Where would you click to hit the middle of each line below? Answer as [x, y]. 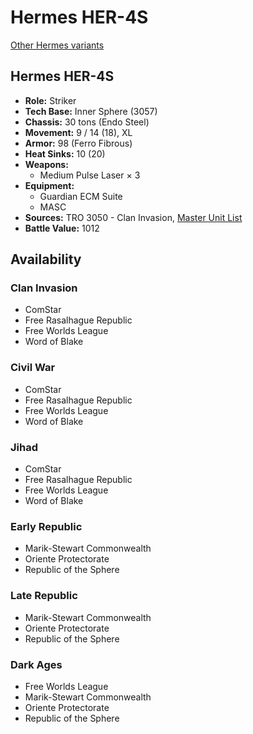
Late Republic [44, 596]
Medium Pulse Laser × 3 [90, 175]
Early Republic [46, 526]
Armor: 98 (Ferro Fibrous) [78, 143]
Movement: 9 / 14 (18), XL [78, 132]
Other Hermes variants [57, 45]
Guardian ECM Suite [81, 196]
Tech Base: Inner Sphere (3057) [91, 111]
